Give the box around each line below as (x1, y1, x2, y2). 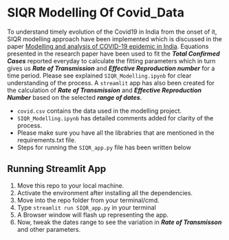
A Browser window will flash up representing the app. (17, 210, 169, 219)
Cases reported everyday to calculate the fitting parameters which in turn (7, 56, 216, 65)
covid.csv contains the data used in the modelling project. (17, 107, 182, 115)
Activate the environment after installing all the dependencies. (17, 188, 193, 197)
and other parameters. (17, 225, 81, 233)
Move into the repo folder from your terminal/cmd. (17, 196, 160, 204)
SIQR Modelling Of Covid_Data (7, 5, 184, 21)
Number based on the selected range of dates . (7, 93, 142, 101)
